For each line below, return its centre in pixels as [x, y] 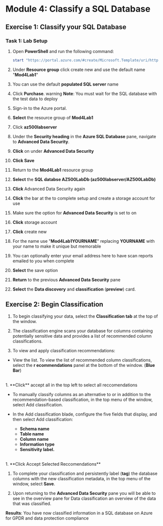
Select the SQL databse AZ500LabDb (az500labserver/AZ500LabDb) [84, 179]
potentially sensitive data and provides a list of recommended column [82, 336]
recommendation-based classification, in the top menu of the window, [82, 399]
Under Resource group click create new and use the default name [79, 70]
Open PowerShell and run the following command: [63, 51]
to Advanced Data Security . [41, 142]
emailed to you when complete [43, 261]
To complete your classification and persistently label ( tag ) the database [85, 473]
